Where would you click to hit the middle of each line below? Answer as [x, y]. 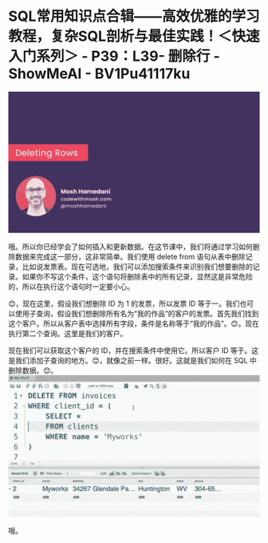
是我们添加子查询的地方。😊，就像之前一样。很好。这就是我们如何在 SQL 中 [133, 361]
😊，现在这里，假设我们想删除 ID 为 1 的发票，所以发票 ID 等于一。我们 [124, 303]
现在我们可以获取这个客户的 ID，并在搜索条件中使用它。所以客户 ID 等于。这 [134, 351]
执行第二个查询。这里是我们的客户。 [68, 334]
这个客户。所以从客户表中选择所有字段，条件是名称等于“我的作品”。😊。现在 [134, 323]
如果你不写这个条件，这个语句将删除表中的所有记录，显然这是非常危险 [137, 277]
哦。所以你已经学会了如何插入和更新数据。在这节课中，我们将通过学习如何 [130, 247]
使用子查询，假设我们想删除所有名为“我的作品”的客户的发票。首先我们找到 [137, 314]
